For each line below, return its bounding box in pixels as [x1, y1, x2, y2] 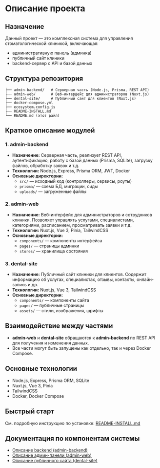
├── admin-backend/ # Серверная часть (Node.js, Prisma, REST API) [5, 87, 150, 92]
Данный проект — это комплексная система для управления [5, 35, 133, 41]
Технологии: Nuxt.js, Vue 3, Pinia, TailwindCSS [12, 227, 108, 233]
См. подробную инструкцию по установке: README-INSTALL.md [5, 420, 140, 426]
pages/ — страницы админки [19, 243, 80, 249]
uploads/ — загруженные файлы [19, 189, 87, 194]
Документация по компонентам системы [5, 434, 140, 443]
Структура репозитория [5, 74, 83, 83]
